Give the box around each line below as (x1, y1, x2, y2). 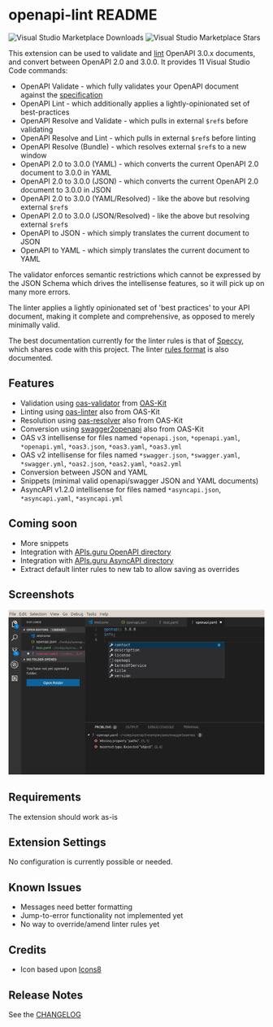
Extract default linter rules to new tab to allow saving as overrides (19, 564, 240, 574)
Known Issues (8, 880, 82, 895)
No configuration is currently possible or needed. (8, 857, 173, 867)
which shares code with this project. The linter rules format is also (8, 344, 229, 354)
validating (19, 124, 54, 134)
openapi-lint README (8, 6, 158, 24)
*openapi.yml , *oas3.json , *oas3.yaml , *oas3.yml (19, 441, 183, 451)
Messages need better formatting (19, 902, 132, 912)
